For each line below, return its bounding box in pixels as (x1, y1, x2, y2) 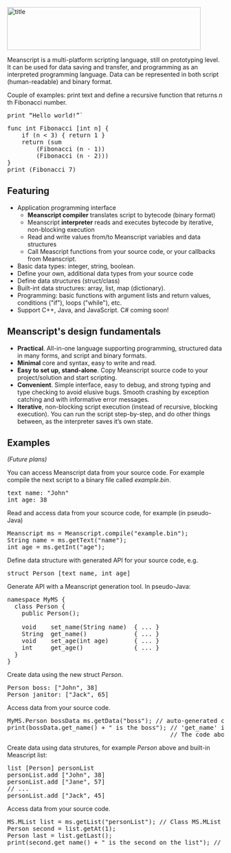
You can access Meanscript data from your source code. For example (7, 468, 205, 477)
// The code (170, 731, 211, 739)
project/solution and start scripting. (16, 373, 118, 381)
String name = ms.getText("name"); (7, 537, 127, 544)
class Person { (14, 603, 65, 611)
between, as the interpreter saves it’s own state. (16, 417, 153, 425)
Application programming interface (16, 203, 117, 212)
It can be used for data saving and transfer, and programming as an (7, 63, 198, 71)
